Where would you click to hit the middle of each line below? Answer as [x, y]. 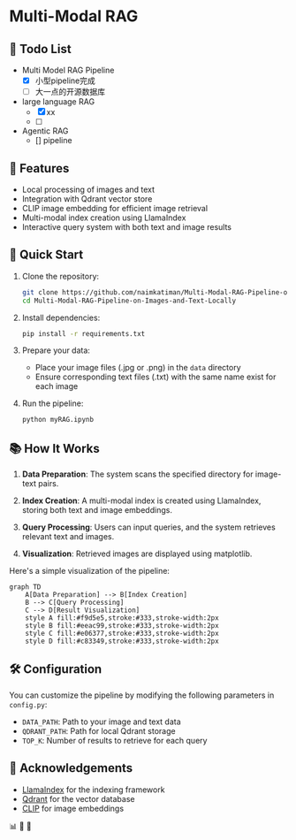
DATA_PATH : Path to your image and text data [101, 722]
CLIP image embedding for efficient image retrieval [115, 208]
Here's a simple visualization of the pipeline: [90, 571]
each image [57, 386]
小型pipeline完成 [65, 80]
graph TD [25, 587]
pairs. [49, 484]
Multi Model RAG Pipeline [68, 70]
